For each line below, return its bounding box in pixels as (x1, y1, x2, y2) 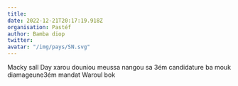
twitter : (7, 37, 33, 44)
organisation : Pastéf (7, 23, 72, 31)
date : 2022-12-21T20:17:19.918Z (7, 17, 103, 24)
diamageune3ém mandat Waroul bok (7, 70, 116, 79)
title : (7, 10, 27, 18)
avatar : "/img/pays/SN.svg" (7, 43, 91, 50)
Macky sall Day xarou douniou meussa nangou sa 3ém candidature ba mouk (7, 63, 232, 71)
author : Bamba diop (7, 30, 65, 38)
